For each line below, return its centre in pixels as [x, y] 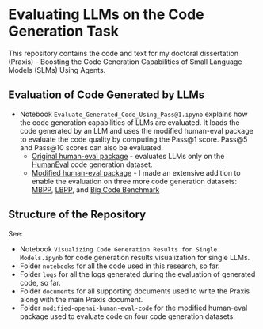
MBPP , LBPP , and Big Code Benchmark [95, 189]
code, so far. [40, 282]
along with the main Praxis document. [81, 299]
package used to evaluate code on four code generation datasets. [127, 316]
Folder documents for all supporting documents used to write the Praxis [135, 291]
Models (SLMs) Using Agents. [57, 70]
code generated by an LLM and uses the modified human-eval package [136, 130]
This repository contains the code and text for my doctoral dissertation [124, 53]
